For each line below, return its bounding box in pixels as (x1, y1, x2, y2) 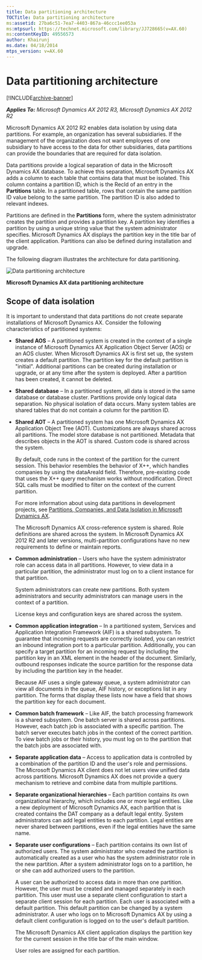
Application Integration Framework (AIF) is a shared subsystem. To (14, 628, 181, 636)
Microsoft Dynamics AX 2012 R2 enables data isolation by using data (6, 124, 177, 131)
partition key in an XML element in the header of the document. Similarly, (14, 654, 197, 662)
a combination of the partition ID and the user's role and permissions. (14, 759, 188, 767)
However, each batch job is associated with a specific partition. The (14, 723, 184, 730)
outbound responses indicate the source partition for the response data (14, 660, 193, 668)
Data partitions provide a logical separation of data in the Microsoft (6, 161, 173, 169)
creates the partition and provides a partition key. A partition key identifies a (6, 218, 195, 225)
